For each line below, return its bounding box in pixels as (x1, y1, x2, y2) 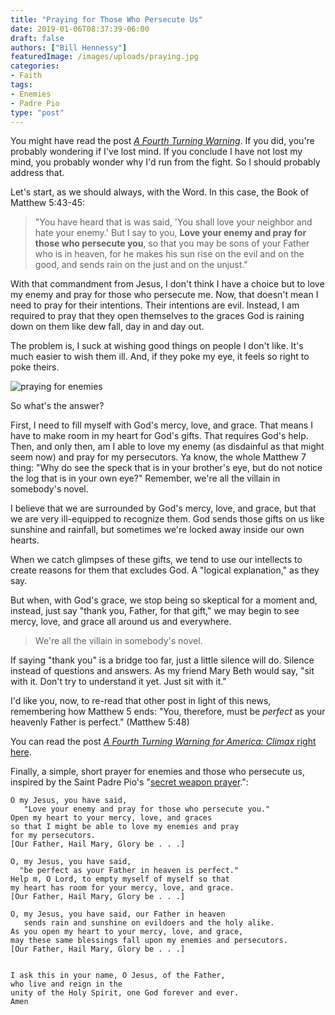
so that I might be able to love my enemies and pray (10, 822, 240, 832)
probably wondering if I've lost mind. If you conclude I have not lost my (10, 146, 303, 158)
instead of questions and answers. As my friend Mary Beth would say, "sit (10, 665, 315, 677)
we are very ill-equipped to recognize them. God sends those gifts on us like (10, 513, 325, 525)
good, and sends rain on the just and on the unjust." (34, 259, 248, 271)
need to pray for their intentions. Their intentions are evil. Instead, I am (10, 299, 300, 311)
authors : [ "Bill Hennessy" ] (10, 42, 128, 53)
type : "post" (10, 107, 65, 118)
